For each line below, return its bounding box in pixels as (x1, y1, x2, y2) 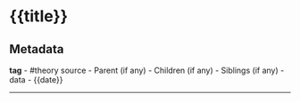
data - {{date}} (9, 75, 63, 85)
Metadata (9, 42, 64, 57)
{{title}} (9, 6, 69, 27)
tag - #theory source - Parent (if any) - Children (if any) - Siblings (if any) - (9, 65, 285, 75)
